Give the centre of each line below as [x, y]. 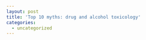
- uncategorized [32, 28]
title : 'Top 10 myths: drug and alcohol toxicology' [74, 17]
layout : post [23, 11]
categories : [21, 22]
